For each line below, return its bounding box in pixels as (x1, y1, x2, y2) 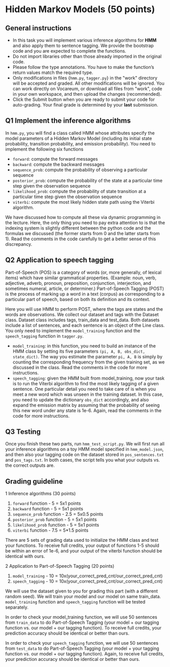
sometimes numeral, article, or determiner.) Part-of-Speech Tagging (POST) (5, 285, 164, 291)
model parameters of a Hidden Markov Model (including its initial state (5, 135, 152, 141)
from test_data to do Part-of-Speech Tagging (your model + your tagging (5, 645, 159, 652)
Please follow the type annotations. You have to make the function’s (12, 64, 154, 70)
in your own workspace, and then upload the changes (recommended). (12, 91, 162, 97)
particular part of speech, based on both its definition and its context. (5, 296, 151, 302)
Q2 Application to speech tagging (5, 256, 114, 265)
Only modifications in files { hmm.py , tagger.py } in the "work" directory (12, 75, 158, 81)
